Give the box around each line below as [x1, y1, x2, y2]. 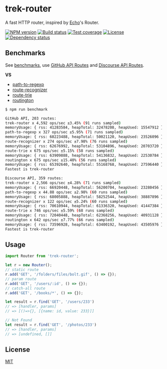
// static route [5, 267, 39, 272]
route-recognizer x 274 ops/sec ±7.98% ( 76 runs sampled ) [5, 139, 128, 144]
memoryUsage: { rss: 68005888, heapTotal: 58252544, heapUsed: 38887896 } [5, 194, 164, 199]
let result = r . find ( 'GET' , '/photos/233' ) [5, 322, 97, 327]
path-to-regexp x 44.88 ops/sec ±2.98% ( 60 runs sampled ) [5, 190, 128, 195]
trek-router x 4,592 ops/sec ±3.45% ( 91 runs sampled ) [5, 121, 121, 125]
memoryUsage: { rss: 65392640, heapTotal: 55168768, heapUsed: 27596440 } [5, 162, 164, 167]
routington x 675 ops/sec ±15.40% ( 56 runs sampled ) [5, 157, 117, 162]
